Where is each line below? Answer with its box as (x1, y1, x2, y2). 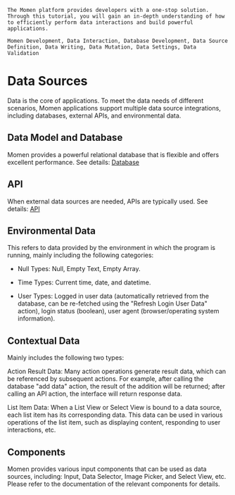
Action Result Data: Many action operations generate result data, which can (7, 367, 227, 376)
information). (17, 314, 56, 323)
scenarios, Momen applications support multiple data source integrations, (7, 104, 222, 112)
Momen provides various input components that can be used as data (7, 465, 207, 473)
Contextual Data (7, 334, 80, 346)
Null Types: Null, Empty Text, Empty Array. (17, 265, 141, 273)
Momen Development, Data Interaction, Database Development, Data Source (7, 37, 229, 44)
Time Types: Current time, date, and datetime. (17, 278, 151, 287)
